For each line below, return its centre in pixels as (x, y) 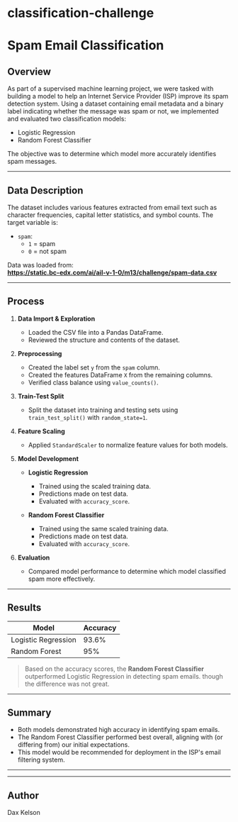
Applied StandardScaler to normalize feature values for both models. (128, 445)
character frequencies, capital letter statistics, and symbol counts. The (110, 215)
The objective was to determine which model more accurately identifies (112, 154)
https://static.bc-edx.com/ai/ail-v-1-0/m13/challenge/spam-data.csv (112, 272)
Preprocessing (40, 353)
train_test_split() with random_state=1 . (88, 417)
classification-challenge (81, 13)
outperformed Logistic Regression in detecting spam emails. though (124, 676)
